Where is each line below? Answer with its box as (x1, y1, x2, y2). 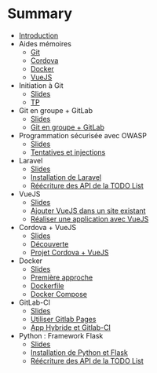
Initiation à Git (18, 80, 64, 90)
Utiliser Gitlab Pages (30, 314, 97, 324)
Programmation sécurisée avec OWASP (18, 130, 147, 140)
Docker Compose (30, 289, 88, 298)
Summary (7, 5, 72, 23)
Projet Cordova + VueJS (30, 247, 109, 257)
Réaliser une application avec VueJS (30, 214, 149, 224)
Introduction (18, 31, 59, 40)
